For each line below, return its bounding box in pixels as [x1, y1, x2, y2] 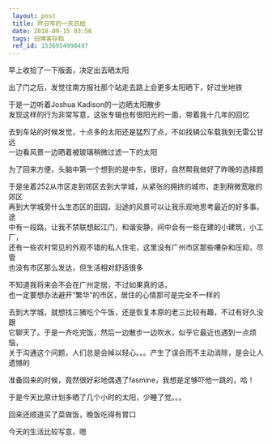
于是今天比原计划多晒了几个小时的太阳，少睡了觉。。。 [8, 392, 186, 402]
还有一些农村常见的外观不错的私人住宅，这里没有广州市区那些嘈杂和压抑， [8, 242, 257, 252]
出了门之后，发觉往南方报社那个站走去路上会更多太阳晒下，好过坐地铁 [8, 83, 243, 92]
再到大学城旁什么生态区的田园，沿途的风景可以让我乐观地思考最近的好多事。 [8, 202, 264, 211]
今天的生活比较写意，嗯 [8, 427, 87, 437]
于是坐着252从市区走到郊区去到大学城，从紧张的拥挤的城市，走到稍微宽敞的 [8, 181, 263, 191]
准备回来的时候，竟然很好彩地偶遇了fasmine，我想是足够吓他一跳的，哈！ [8, 375, 255, 385]
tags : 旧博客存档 [11, 34, 65, 43]
